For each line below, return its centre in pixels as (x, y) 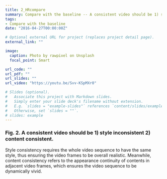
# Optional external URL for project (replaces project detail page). (80, 37)
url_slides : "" (21, 79)
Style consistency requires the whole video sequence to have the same (78, 150)
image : (12, 51)
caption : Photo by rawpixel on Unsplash (52, 55)
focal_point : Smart (30, 60)
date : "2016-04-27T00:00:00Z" (37, 28)
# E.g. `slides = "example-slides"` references (58, 106)
